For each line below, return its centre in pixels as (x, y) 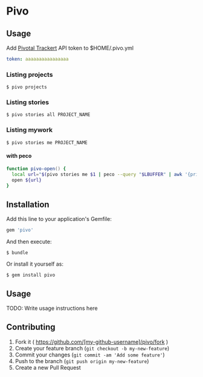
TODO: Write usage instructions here (52, 308)
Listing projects (30, 74)
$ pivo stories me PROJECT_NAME (47, 143)
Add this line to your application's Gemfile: (59, 219)
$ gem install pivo (31, 275)
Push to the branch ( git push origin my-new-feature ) (82, 361)
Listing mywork (30, 130)
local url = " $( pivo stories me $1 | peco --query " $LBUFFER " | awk (97, 174)
